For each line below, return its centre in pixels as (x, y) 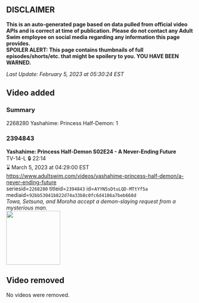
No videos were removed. (38, 295)
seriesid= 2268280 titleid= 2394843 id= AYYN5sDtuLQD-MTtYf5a (77, 189)
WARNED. (19, 62)
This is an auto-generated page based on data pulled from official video (97, 24)
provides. (19, 43)
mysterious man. (27, 207)
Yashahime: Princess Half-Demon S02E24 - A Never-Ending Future (91, 151)
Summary (21, 110)
